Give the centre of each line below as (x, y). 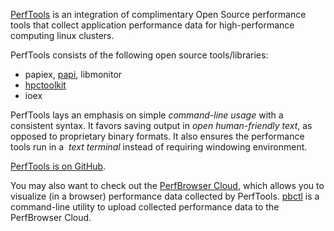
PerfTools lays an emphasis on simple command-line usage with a (147, 115)
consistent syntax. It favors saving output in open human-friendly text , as (161, 125)
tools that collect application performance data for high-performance (152, 25)
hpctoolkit (45, 85)
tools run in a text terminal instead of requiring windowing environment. (159, 147)
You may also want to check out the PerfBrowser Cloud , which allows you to (167, 185)
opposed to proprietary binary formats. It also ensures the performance (157, 136)
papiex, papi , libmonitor (73, 74)
